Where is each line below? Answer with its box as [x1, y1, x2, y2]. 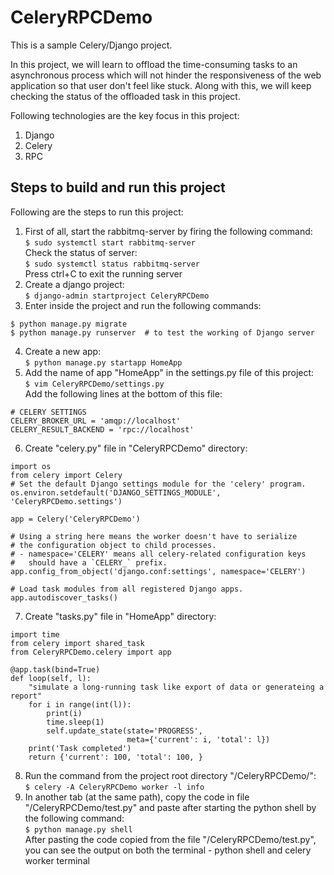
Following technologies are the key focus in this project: [10, 109, 240, 121]
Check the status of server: [24, 246, 138, 258]
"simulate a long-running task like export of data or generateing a [28, 682, 325, 692]
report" [10, 691, 43, 701]
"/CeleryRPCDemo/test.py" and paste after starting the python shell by [24, 801, 317, 813]
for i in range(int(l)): [28, 699, 132, 710]
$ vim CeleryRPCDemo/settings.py [24, 379, 165, 389]
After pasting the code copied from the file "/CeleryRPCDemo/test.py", [24, 833, 317, 845]
